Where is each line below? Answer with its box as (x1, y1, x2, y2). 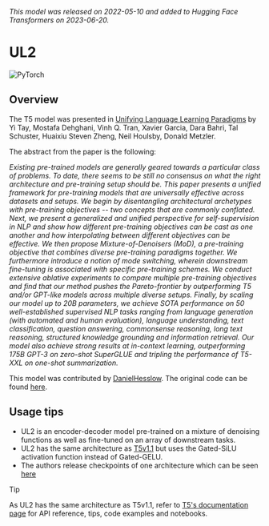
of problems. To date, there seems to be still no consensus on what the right (9, 171, 261, 180)
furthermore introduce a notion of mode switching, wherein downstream (9, 255, 248, 265)
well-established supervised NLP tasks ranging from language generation (9, 307, 254, 316)
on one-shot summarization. (24, 358, 118, 367)
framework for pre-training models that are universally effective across (9, 187, 245, 197)
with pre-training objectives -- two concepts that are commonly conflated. (9, 204, 255, 215)
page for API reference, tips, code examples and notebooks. (9, 508, 208, 518)
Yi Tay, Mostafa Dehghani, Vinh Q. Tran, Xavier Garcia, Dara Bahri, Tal (9, 122, 239, 132)
